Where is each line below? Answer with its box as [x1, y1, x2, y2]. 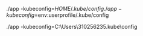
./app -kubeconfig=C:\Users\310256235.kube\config [6, 23, 138, 30]
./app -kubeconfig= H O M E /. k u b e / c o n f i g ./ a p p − [6, 5, 122, 12]
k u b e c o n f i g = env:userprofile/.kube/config [6, 11, 109, 19]
